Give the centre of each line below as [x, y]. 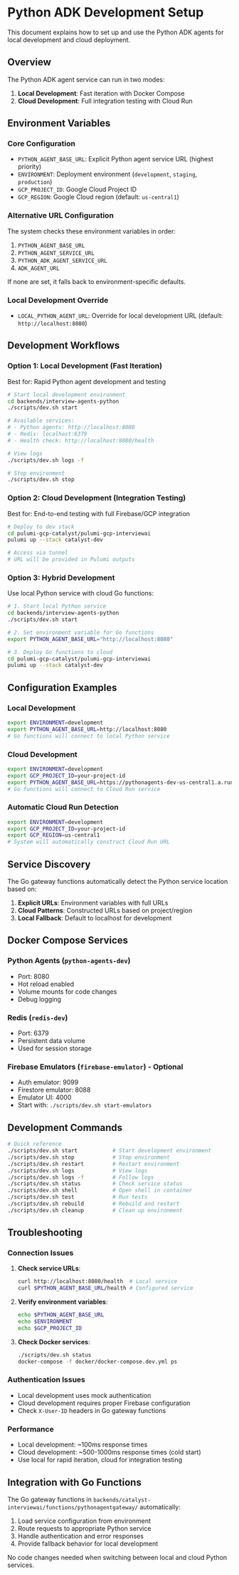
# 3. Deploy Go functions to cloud [60, 652]
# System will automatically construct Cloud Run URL [89, 842]
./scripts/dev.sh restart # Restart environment [94, 1164]
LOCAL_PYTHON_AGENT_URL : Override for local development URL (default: [120, 316]
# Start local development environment [67, 394]
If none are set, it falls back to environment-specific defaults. [97, 281]
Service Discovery [49, 864]
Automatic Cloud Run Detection [63, 807]
